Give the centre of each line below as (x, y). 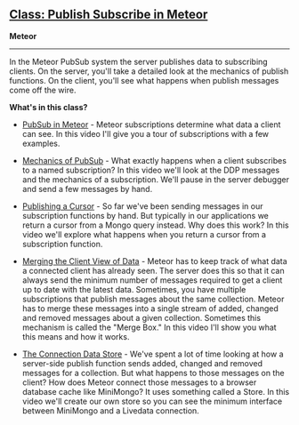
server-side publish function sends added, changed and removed (142, 363)
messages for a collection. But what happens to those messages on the (153, 373)
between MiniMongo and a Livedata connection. (111, 410)
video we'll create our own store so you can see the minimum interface (152, 401)
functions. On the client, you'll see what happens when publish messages (144, 80)
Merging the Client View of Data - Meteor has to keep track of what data (154, 261)
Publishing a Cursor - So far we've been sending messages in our (142, 206)
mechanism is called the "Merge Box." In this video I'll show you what (149, 327)
